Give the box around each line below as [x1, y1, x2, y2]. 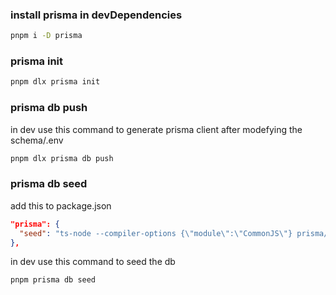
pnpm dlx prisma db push [10, 153, 114, 163]
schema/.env [10, 134, 64, 146]
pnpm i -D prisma [10, 31, 83, 41]
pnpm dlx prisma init [10, 77, 101, 87]
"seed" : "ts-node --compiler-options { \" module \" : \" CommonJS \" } [19, 228, 293, 238]
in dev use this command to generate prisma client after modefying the [10, 123, 303, 135]
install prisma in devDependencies [10, 8, 183, 22]
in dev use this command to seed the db [10, 256, 176, 268]
